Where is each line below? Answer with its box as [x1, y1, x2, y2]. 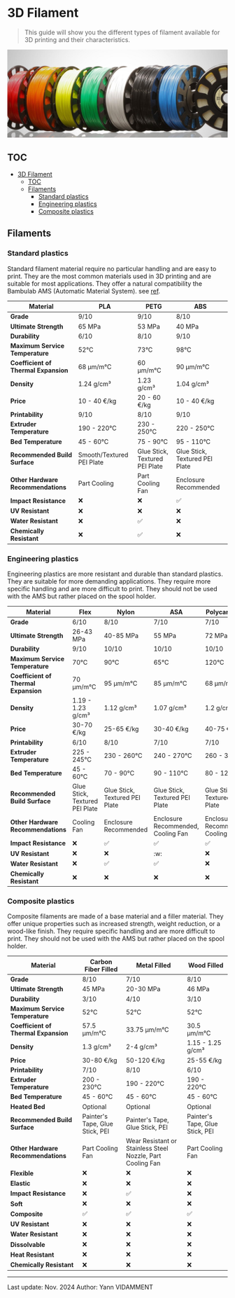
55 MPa [153, 631, 177, 640]
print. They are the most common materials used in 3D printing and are [7, 272, 212, 280]
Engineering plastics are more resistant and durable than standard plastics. [7, 569, 224, 579]
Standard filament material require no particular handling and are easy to [7, 264, 217, 272]
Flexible [10, 1168, 34, 1178]
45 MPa [82, 985, 105, 993]
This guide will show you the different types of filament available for [24, 28, 220, 36]
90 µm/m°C [176, 362, 210, 371]
